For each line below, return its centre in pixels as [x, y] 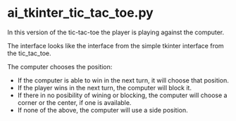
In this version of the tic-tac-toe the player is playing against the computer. [116, 32]
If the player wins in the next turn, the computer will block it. [105, 87]
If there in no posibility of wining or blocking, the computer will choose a [122, 95]
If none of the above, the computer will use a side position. [103, 110]
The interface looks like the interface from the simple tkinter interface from [116, 45]
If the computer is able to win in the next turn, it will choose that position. [123, 80]
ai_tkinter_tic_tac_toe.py [80, 13]
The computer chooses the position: [60, 66]
